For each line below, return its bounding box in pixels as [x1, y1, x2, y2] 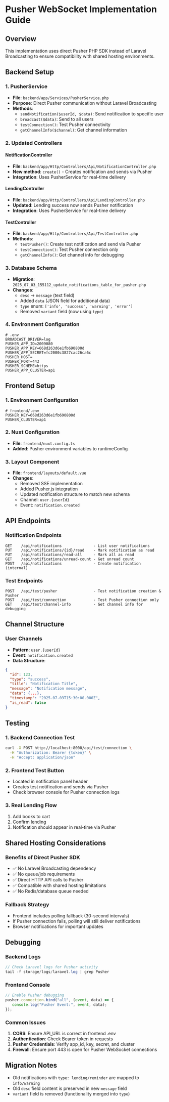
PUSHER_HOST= [5, 354, 33, 360]
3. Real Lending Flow [5, 802, 57, 809]
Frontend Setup [5, 382, 55, 390]
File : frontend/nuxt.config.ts [12, 440, 75, 446]
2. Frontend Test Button [5, 767, 65, 774]
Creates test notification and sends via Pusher [12, 784, 109, 790]
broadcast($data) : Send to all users [20, 116, 94, 122]
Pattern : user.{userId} [12, 647, 61, 653]
